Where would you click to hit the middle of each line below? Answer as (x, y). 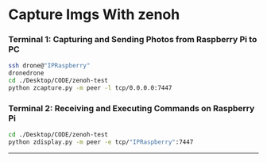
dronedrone (26, 73)
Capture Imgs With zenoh (94, 15)
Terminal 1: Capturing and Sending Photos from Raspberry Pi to (133, 40)
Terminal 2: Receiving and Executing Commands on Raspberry (132, 108)
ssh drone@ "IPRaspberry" (49, 66)
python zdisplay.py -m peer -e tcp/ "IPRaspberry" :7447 (101, 142)
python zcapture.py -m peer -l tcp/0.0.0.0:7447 (90, 88)
